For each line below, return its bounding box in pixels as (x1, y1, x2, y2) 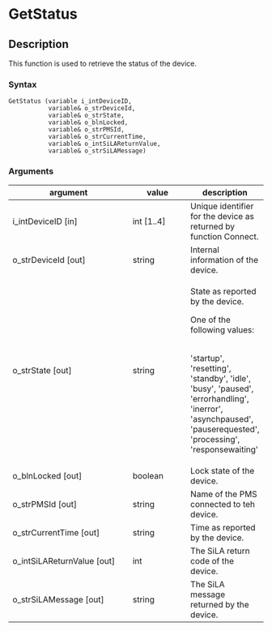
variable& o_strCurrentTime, (48, 133, 147, 141)
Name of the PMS (189, 488, 257, 500)
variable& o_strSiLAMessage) (48, 147, 147, 155)
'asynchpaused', (189, 413, 253, 424)
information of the (189, 254, 259, 265)
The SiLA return (189, 545, 251, 556)
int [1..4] (132, 216, 166, 227)
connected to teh (189, 498, 256, 509)
